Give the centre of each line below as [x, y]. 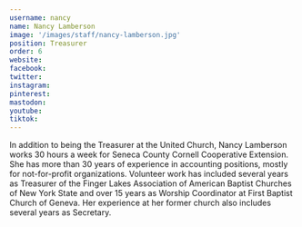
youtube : [26, 111]
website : [26, 60]
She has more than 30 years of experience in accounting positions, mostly [149, 164]
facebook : [28, 69]
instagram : [30, 85]
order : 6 [26, 52]
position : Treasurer [49, 43]
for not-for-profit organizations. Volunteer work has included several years [149, 174]
